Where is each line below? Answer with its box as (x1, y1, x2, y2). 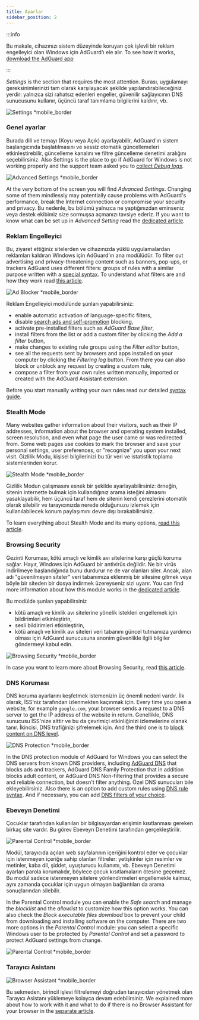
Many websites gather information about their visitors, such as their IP (6, 421, 178, 429)
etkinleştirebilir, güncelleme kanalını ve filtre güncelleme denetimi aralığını (6, 150, 187, 157)
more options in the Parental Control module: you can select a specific (6, 924, 179, 931)
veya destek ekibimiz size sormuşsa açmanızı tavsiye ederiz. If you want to (6, 210, 190, 218)
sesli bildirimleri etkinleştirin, (14, 621, 85, 629)
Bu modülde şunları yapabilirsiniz (6, 597, 87, 604)
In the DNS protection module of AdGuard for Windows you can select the (6, 753, 187, 760)
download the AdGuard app (6, 55, 74, 62)
